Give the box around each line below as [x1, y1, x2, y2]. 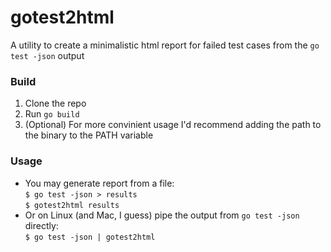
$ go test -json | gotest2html [24, 232, 156, 242]
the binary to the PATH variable [24, 129, 154, 141]
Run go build [24, 108, 80, 120]
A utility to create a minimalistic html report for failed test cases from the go [10, 39, 320, 51]
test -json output [10, 49, 85, 61]
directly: [24, 219, 59, 231]
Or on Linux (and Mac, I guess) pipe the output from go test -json [24, 209, 300, 221]
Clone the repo [24, 97, 87, 110]
